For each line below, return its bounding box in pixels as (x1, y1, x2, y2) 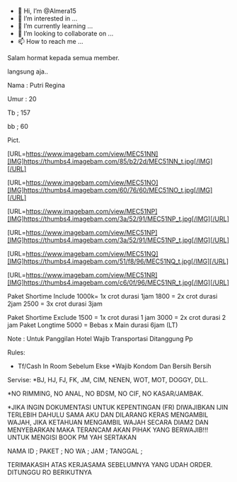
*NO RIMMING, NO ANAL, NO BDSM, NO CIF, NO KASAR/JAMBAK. (7, 389, 204, 398)
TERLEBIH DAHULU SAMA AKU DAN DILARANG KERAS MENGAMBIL (7, 411, 209, 419)
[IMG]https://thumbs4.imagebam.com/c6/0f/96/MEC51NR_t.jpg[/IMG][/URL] (7, 278, 230, 287)
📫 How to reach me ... (17, 38, 83, 45)
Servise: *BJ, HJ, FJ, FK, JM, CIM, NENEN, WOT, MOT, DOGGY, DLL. (7, 376, 209, 384)
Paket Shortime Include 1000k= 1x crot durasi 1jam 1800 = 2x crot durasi (7, 292, 218, 300)
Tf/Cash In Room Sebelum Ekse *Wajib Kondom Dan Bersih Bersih (17, 362, 212, 370)
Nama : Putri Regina (7, 81, 66, 89)
